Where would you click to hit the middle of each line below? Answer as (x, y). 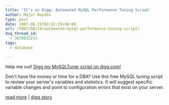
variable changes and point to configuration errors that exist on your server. (85, 87)
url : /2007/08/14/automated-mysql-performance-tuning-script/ (73, 29)
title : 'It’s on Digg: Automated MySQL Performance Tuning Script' (78, 10)
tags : (11, 43)
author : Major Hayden (28, 15)
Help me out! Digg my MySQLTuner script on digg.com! (63, 66)
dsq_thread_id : (21, 33)
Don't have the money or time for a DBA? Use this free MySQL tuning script (84, 76)
